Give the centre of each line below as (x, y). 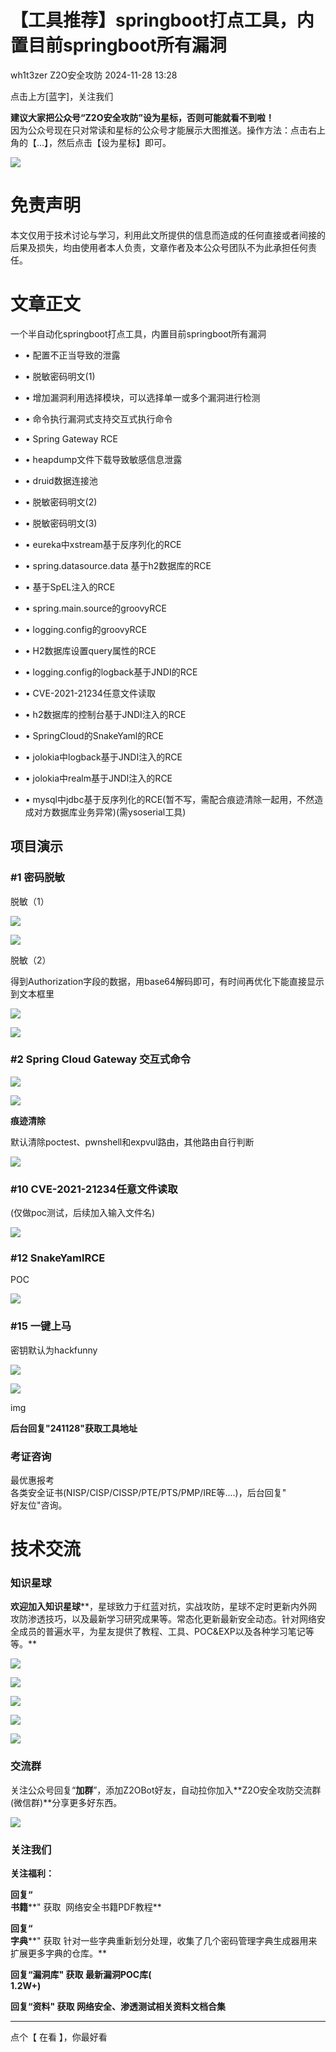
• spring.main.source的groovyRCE (95, 608)
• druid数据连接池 (61, 480)
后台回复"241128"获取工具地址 (74, 1428)
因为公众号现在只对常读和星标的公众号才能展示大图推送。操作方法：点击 (159, 130)
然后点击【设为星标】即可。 (114, 142)
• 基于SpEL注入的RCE (70, 587)
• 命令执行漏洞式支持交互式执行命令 (98, 418)
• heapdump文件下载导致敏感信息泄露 (103, 459)
